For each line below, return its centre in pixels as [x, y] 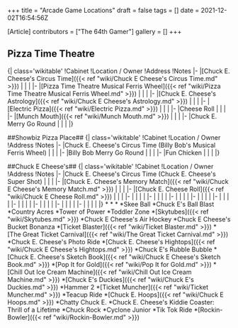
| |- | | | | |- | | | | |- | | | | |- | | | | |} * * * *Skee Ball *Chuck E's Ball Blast [111, 204]
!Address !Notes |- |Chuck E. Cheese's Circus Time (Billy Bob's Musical [112, 145]
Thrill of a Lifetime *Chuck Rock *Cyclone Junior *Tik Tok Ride [100, 310]
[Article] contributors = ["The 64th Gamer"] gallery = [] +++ [95, 32]
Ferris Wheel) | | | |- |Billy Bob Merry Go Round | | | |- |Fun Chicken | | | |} [114, 153]
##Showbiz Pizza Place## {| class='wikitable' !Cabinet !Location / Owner [114, 137]
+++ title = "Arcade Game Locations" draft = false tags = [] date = [103, 10]
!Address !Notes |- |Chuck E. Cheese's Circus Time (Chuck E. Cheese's [112, 174]
